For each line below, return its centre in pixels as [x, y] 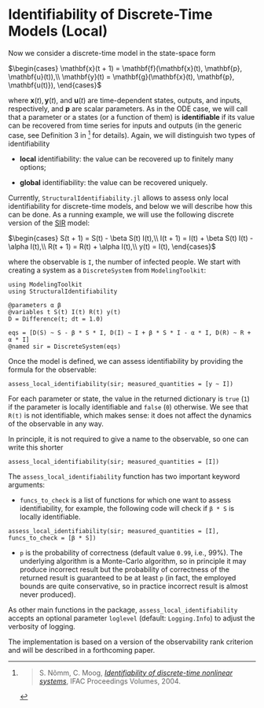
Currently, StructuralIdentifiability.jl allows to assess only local [119, 198]
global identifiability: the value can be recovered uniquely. [114, 182]
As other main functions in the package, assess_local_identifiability [123, 610]
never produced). [48, 594]
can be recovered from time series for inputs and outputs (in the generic [125, 125]
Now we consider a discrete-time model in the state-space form [112, 53]
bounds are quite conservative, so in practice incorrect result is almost [134, 586]
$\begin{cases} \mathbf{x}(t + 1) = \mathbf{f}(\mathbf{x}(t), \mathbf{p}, [125, 68]
